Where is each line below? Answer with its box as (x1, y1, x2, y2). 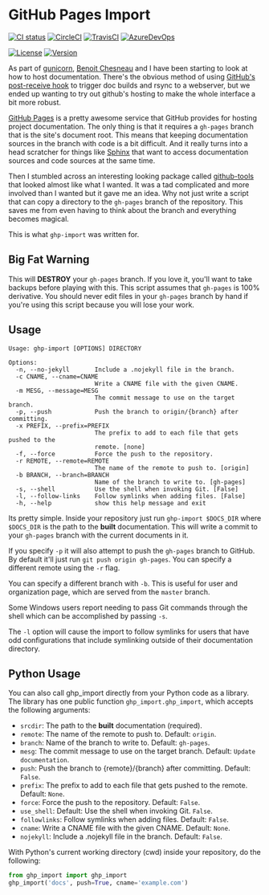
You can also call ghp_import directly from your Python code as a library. (8, 689, 249, 698)
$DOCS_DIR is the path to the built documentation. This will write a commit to (8, 521, 259, 531)
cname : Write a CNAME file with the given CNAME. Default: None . (19, 823, 230, 833)
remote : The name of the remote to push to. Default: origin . (19, 729, 217, 739)
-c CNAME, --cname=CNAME (15, 372, 99, 381)
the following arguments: (8, 705, 91, 715)
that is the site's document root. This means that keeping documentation (8, 130, 249, 140)
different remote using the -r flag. (8, 562, 120, 572)
